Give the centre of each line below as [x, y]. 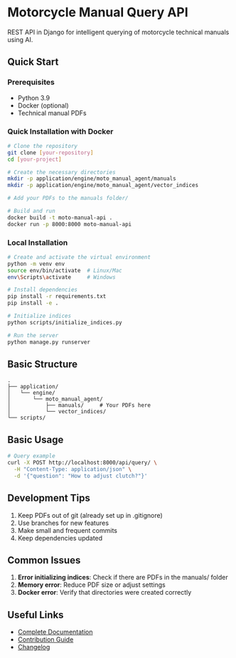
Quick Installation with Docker [60, 131]
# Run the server [33, 335]
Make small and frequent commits [67, 530]
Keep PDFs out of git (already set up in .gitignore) [90, 515]
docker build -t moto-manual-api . [60, 218]
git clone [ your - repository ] [50, 153]
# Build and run [31, 211]
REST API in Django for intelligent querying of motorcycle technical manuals [118, 32]
